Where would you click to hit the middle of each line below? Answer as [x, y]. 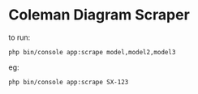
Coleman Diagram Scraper [99, 15]
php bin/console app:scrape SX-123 [69, 82]
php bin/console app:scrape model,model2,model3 [92, 52]
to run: [19, 37]
